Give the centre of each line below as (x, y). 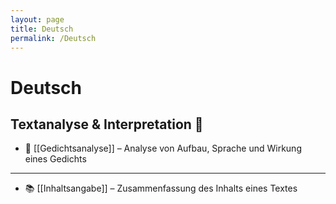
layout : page (37, 19)
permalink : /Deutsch (53, 38)
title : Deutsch (42, 29)
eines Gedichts (55, 159)
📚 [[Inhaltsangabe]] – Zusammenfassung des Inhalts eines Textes (161, 188)
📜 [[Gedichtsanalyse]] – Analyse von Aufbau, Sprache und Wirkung (163, 148)
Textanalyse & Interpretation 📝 (107, 124)
